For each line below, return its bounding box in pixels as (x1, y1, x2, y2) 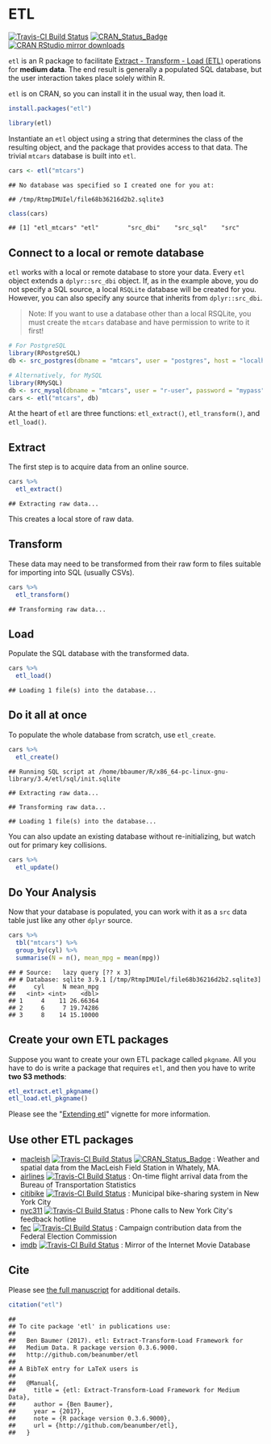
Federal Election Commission (19, 1231, 117, 1242)
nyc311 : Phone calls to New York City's (19, 1206, 233, 1216)
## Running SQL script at (8, 768, 95, 776)
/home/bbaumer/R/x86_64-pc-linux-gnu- (98, 768, 229, 776)
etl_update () (15, 863, 60, 871)
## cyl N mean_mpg (8, 982, 99, 991)
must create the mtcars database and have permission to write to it (27, 317, 250, 328)
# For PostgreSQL (8, 341, 67, 350)
